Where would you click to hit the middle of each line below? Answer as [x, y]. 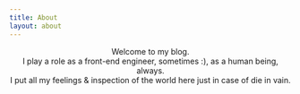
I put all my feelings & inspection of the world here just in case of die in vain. [150, 80]
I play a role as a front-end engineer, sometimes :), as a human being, [150, 61]
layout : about [36, 26]
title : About [34, 17]
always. [150, 70]
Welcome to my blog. [150, 51]
